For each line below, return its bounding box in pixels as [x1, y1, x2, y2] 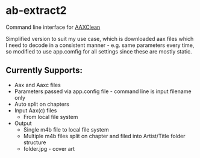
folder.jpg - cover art [23, 145, 75, 152]
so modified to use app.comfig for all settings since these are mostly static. [5, 47, 192, 55]
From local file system [23, 113, 78, 120]
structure [23, 139, 46, 146]
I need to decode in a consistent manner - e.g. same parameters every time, [5, 41, 195, 49]
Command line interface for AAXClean [5, 23, 101, 31]
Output [14, 120, 32, 127]
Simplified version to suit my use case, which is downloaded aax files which [5, 35, 194, 42]
